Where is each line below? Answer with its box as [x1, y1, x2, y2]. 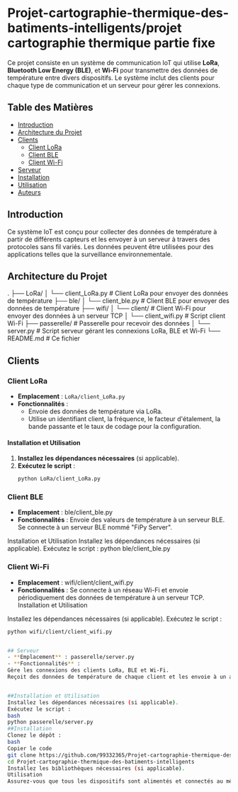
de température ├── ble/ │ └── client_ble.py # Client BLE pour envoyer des [7, 297, 230, 305]
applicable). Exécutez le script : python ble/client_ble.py [7, 544, 171, 553]
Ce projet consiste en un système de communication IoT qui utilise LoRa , [7, 58, 220, 67]
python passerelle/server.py [7, 718, 93, 726]
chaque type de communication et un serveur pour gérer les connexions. [7, 81, 221, 89]
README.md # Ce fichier [7, 334, 80, 343]
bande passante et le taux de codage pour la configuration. [28, 423, 202, 431]
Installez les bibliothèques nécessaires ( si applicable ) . [7, 764, 186, 772]
